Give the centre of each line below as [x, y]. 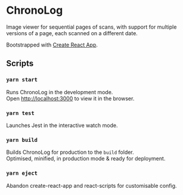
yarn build [22, 140]
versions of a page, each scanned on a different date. [72, 33]
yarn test [20, 113]
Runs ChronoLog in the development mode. [60, 92]
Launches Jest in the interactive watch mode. [62, 125]
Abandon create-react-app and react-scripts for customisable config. [91, 185]
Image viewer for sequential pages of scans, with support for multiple [91, 27]
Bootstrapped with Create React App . [52, 45]
